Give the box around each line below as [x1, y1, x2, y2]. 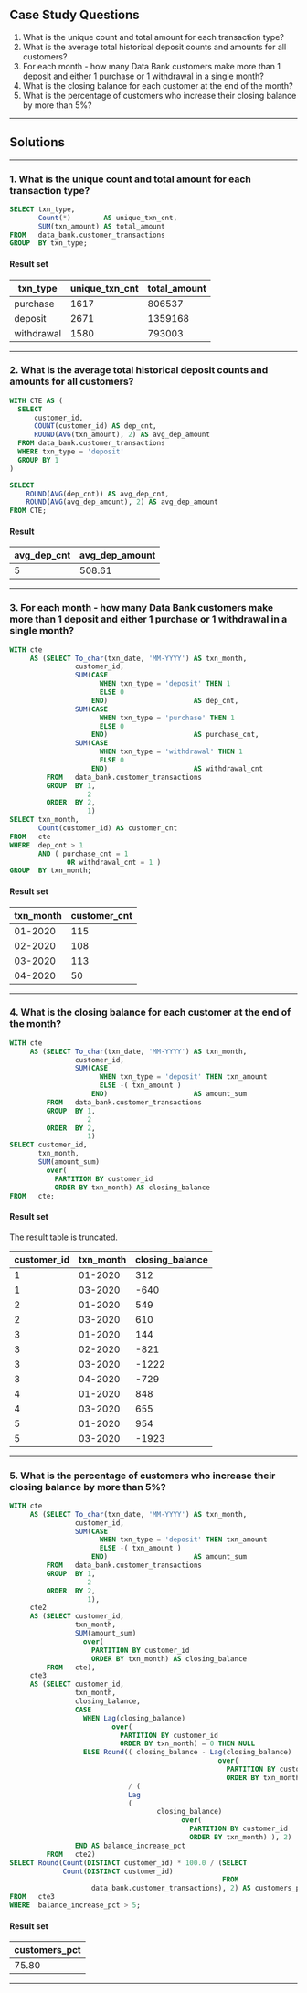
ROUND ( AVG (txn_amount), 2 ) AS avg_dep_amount [33, 430, 210, 440]
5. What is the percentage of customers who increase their [9, 1469, 276, 1482]
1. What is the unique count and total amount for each [9, 173, 251, 186]
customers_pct [14, 1944, 81, 1956]
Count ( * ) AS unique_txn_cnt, [37, 213, 178, 222]
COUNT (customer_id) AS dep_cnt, [33, 421, 157, 431]
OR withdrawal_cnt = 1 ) [67, 858, 162, 867]
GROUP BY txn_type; [9, 239, 89, 248]
